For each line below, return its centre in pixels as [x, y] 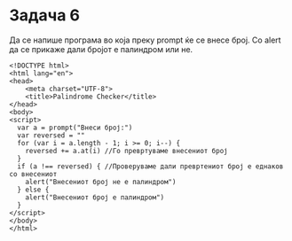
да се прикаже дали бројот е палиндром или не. [101, 49]
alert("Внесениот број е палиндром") [95, 197]
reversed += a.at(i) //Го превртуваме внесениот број [126, 151]
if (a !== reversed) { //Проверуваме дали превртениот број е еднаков [150, 166]
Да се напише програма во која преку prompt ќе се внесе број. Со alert [145, 40]
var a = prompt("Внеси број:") [75, 128]
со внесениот [33, 174]
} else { [33, 190]
